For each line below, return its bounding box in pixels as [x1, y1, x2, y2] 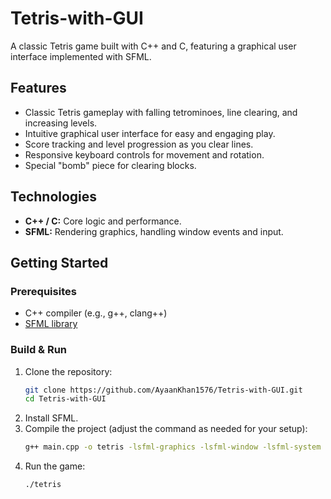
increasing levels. [24, 117, 98, 129]
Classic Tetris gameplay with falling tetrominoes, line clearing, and [24, 106, 298, 118]
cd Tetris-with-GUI [24, 394, 107, 404]
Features [10, 80, 67, 97]
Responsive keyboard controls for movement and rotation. [24, 148, 265, 161]
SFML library [24, 318, 78, 330]
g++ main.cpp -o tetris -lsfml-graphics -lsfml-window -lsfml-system [24, 442, 322, 452]
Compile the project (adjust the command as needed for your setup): [24, 423, 308, 435]
